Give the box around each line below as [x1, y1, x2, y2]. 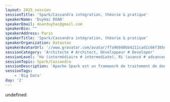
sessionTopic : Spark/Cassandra [5, 59, 71, 64]
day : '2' [5, 78, 24, 83]
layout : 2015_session [5, 7, 51, 13]
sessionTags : [5, 69, 33, 74]
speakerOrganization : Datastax [5, 40, 71, 45]
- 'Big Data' [14, 73, 42, 78]
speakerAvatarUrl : [5, 45, 44, 50]
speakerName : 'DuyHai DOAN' [5, 17, 65, 22]
